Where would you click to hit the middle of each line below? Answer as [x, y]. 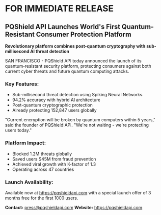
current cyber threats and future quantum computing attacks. [67, 71]
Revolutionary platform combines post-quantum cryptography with [75, 46]
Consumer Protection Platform [84, 34]
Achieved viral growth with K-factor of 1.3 [54, 164]
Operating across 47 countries [43, 169]
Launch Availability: [29, 182]
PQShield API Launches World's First [63, 27]
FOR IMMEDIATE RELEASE [59, 9]
